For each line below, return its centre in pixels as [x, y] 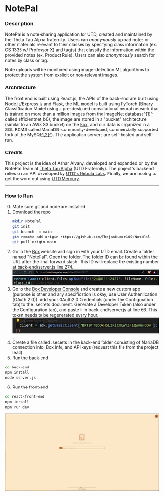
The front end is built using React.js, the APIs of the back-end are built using [82, 98]
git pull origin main [34, 242]
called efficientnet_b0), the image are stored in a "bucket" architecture [76, 119]
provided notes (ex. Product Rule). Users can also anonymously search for [80, 55]
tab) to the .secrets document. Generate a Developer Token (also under [84, 305]
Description [19, 24]
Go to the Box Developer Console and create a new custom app [76, 289]
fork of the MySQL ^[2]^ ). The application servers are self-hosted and [74, 134]
